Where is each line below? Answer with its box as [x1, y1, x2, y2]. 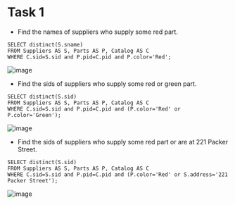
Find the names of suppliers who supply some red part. [17, 27, 178, 36]
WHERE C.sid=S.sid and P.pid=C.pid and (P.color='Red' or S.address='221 [7, 170, 229, 178]
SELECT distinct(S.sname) [7, 41, 83, 48]
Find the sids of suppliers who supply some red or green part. [17, 79, 197, 88]
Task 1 [7, 4, 44, 20]
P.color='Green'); [7, 111, 61, 118]
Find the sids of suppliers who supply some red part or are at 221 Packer [17, 137, 229, 146]
